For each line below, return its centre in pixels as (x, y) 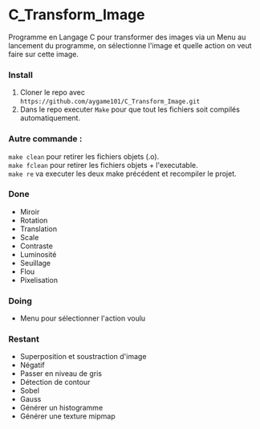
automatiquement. (50, 118)
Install (21, 75)
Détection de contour (55, 382)
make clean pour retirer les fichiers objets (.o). (84, 156)
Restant (24, 339)
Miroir (30, 211)
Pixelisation (39, 280)
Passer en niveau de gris (61, 374)
